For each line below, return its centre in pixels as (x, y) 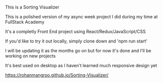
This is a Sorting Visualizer (32, 7)
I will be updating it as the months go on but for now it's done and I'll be (78, 51)
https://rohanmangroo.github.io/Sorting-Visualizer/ (57, 75)
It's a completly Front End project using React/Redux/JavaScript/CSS (76, 31)
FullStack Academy (25, 22)
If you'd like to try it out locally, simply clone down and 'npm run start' (76, 41)
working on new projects (30, 56)
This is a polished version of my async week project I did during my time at (81, 17)
